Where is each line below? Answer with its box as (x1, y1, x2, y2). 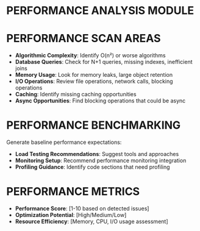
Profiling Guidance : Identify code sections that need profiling (15, 163, 170, 171)
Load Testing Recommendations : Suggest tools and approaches (15, 151, 179, 158)
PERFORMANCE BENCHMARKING (6, 118, 181, 132)
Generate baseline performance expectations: (6, 138, 122, 146)
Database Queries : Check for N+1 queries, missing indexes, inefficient (15, 59, 193, 66)
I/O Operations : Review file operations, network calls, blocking (15, 77, 173, 85)
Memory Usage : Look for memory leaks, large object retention (15, 71, 173, 79)
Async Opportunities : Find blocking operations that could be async (15, 97, 186, 104)
